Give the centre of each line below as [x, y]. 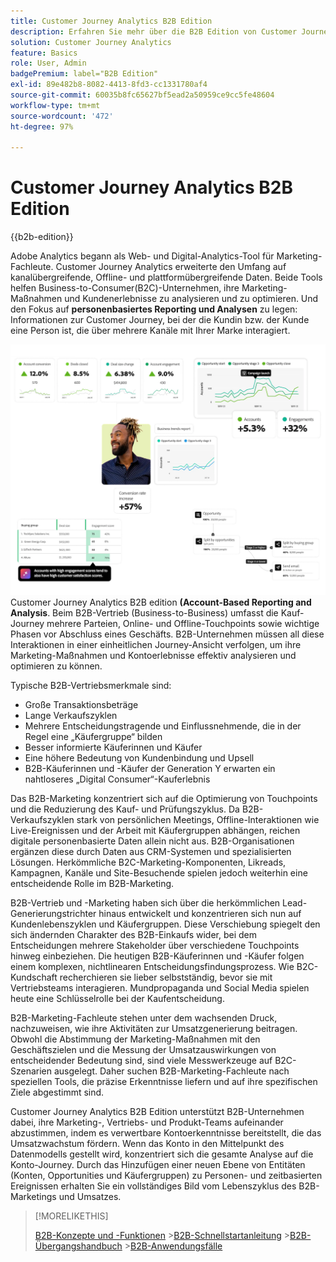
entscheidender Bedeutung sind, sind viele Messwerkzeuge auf [141, 1060]
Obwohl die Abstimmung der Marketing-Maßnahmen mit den [135, 1039]
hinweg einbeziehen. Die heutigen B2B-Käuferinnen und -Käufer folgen [157, 956]
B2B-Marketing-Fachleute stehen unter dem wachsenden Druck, [144, 1017]
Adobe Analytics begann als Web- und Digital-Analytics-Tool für [142, 256]
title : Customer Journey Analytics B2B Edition [111, 21]
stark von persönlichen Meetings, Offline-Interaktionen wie [198, 819]
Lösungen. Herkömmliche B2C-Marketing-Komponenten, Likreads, [148, 862]
